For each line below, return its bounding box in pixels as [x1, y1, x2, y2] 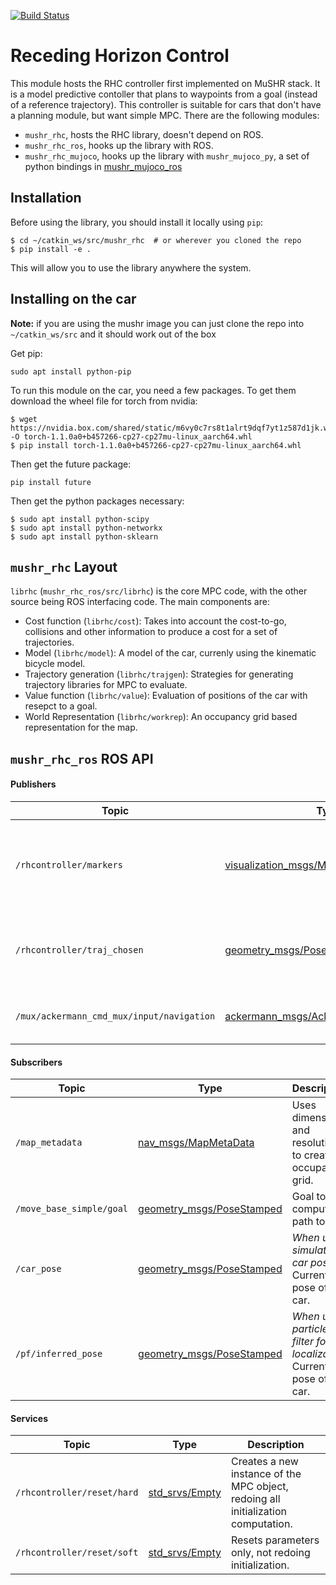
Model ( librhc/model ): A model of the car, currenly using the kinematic [24, 647, 317, 659]
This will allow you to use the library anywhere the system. [10, 261, 252, 274]
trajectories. [24, 636, 75, 649]
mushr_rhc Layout [10, 558, 118, 575]
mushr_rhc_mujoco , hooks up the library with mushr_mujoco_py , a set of [24, 150, 310, 162]
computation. [230, 1517, 293, 1531]
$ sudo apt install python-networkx [10, 523, 163, 533]
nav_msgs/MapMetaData [138, 1136, 255, 1150]
